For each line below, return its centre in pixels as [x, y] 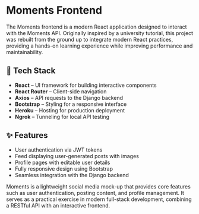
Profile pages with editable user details [62, 162]
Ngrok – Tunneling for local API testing [62, 117]
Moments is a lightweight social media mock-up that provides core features [99, 186]
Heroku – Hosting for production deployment [70, 110]
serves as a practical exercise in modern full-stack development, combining [99, 199]
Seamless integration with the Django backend [72, 175]
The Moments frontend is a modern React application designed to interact [97, 27]
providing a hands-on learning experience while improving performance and [99, 46]
